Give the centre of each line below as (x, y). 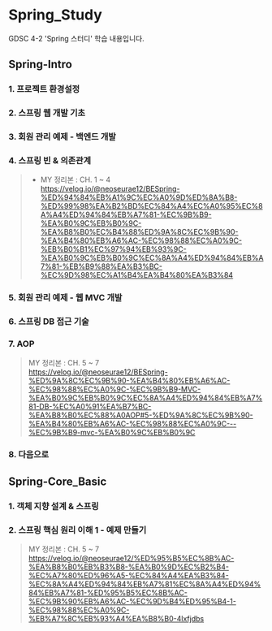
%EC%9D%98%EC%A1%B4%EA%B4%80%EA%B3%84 (137, 275)
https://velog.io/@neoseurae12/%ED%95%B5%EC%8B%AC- (131, 559)
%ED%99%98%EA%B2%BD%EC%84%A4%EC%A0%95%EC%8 (151, 206)
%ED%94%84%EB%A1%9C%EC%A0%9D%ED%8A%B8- (139, 197)
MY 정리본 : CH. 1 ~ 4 (76, 179)
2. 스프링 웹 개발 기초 (47, 113)
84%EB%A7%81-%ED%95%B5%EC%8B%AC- (108, 593)
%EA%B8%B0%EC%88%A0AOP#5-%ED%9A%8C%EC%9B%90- (140, 415)
